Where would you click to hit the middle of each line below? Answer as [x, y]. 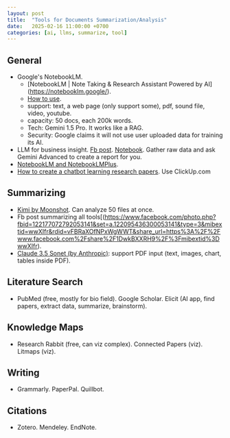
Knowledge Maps [45, 327]
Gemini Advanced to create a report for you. [79, 157]
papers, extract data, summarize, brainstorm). [82, 306]
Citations [27, 411]
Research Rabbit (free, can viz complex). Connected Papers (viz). [110, 344]
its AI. [35, 143]
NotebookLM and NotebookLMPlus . [68, 165]
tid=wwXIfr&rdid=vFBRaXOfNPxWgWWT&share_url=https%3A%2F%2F [119, 231]
